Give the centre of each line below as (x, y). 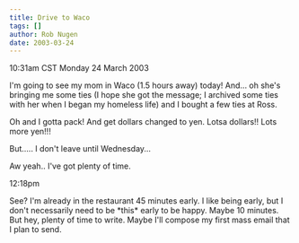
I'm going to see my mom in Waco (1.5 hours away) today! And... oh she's (145, 85)
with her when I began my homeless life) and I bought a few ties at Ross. (144, 105)
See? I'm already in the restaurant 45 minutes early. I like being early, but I (146, 201)
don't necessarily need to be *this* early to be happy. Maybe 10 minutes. (144, 211)
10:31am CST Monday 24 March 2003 (79, 68)
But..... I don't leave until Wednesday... (80, 149)
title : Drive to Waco (50, 17)
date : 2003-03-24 (42, 43)
